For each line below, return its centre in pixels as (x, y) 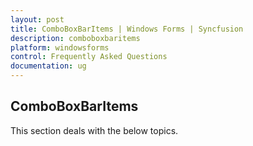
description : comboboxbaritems (75, 38)
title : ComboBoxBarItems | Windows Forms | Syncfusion (127, 29)
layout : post (37, 19)
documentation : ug (48, 66)
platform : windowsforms (60, 47)
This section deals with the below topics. (94, 130)
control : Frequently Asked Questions (89, 57)
